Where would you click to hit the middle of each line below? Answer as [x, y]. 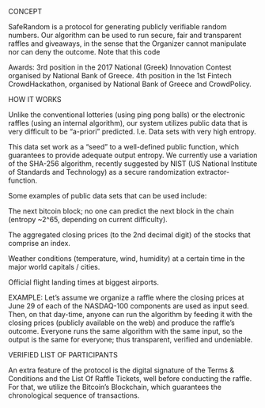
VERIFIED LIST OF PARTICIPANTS [63, 355]
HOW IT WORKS [35, 99]
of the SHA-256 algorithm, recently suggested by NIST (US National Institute [133, 164]
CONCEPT [25, 11]
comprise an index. [40, 243]
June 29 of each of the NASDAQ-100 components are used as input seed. [129, 306]
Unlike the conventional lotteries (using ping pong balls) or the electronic [127, 115]
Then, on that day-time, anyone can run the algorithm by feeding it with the [131, 314]
